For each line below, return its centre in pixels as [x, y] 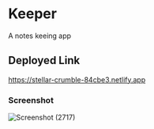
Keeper [33, 14]
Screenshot [31, 100]
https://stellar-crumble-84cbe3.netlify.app [77, 79]
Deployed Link [44, 61]
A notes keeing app [40, 36]
